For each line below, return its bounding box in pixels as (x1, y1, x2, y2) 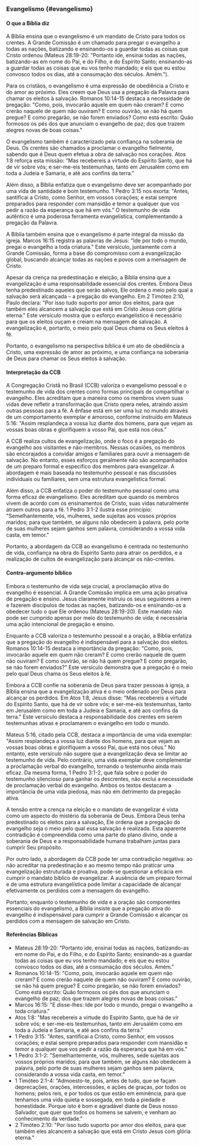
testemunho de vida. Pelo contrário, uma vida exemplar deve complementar (6, 756, 192, 763)
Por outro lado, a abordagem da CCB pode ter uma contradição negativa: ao (6, 855, 193, 862)
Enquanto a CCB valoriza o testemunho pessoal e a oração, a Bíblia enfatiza (6, 632, 192, 639)
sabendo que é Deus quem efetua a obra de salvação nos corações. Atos (6, 151, 186, 158)
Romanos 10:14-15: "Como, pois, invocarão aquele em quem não (14, 969, 173, 976)
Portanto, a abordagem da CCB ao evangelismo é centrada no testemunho (6, 543, 189, 550)
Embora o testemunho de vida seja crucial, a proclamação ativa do (6, 582, 169, 589)
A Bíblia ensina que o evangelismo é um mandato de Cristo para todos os (6, 33, 185, 40)
